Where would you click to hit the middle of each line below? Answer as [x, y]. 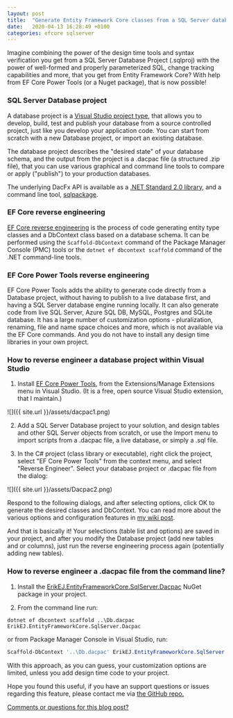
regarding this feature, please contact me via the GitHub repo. [96, 694]
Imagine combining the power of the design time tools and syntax [101, 53]
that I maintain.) [40, 399]
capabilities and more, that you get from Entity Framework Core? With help [114, 75]
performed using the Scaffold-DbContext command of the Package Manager [116, 242]
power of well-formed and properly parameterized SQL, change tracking [111, 67]
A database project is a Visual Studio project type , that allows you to [105, 115]
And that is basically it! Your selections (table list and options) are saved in [113, 531]
